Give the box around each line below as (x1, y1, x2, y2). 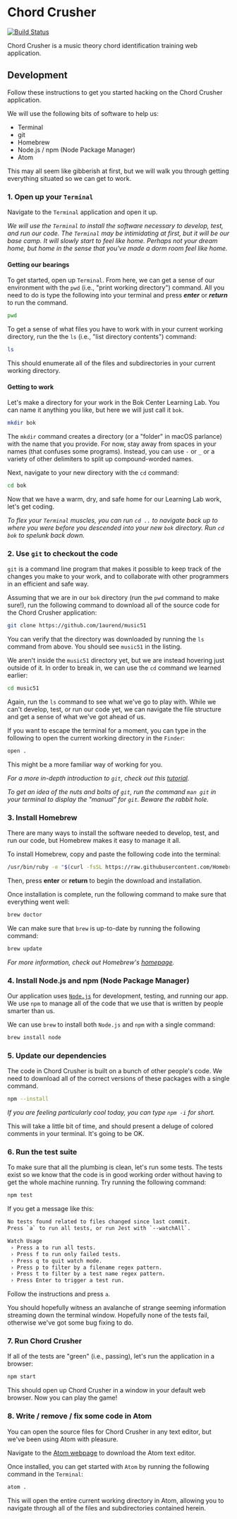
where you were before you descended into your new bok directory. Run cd (7, 524, 224, 532)
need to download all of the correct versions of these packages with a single (7, 1075, 230, 1083)
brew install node (7, 1034, 61, 1041)
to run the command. (7, 298, 68, 307)
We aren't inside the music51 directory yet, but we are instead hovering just (7, 656, 225, 665)
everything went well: (7, 898, 70, 906)
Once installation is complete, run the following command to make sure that (7, 890, 227, 899)
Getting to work (7, 382, 54, 391)
